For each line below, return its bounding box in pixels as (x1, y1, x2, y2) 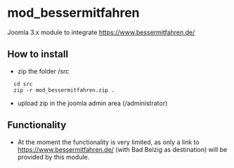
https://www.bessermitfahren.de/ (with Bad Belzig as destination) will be (17, 145, 228, 153)
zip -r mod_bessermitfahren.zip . (13, 86, 115, 94)
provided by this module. (17, 153, 90, 161)
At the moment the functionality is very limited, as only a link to (17, 138, 200, 146)
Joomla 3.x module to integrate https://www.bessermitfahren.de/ (7, 28, 195, 36)
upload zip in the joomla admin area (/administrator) (17, 99, 168, 107)
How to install (7, 48, 69, 60)
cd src (13, 80, 33, 87)
